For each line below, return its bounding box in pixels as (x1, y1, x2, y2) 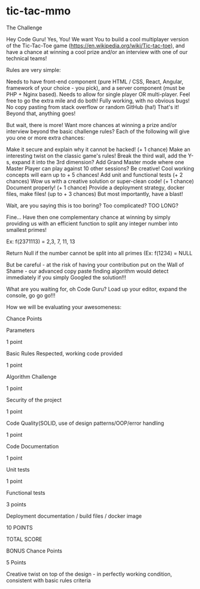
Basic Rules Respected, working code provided (6, 349, 123, 357)
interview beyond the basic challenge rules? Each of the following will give (6, 128, 190, 135)
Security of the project (6, 396, 62, 403)
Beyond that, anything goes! (6, 110, 76, 117)
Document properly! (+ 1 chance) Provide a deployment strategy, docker (6, 184, 184, 191)
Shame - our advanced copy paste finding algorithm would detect (6, 267, 169, 274)
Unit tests (6, 466, 30, 473)
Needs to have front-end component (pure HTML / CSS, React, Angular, (6, 78, 184, 85)
